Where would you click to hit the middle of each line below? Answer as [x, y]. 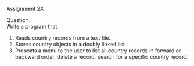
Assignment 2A [25, 9]
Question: [18, 20]
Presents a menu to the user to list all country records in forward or [98, 51]
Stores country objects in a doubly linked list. [71, 44]
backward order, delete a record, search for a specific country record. [102, 57]
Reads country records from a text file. [63, 38]
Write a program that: [32, 26]
